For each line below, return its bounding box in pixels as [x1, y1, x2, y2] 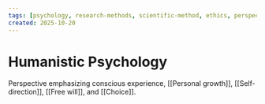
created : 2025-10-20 [8, 19, 77, 27]
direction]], [8, 87, 45, 97]
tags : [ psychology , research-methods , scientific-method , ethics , [8, 11, 231, 20]
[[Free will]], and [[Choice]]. [45, 87, 136, 97]
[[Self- [233, 79, 256, 88]
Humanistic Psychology [8, 53, 168, 71]
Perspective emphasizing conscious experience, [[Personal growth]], [8, 79, 233, 88]
